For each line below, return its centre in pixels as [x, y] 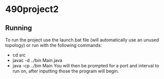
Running [19, 28]
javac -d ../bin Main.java [37, 60]
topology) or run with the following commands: [53, 45]
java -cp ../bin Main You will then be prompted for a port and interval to [86, 66]
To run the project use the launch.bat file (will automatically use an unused [82, 40]
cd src [19, 55]
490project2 [32, 9]
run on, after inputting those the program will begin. [66, 71]
